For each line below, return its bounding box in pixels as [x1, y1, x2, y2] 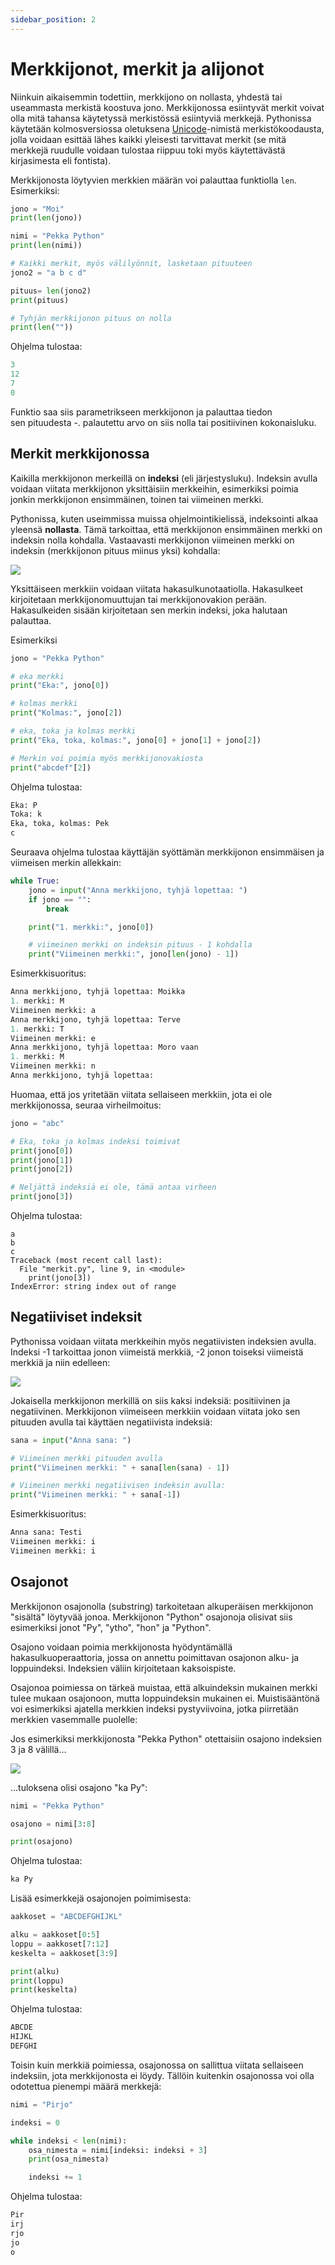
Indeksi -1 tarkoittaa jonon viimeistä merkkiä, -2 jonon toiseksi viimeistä [10, 1346, 304, 1358]
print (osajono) [10, 1837, 74, 1847]
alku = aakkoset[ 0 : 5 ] [10, 1930, 101, 1940]
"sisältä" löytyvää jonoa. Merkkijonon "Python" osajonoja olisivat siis [10, 1611, 293, 1623]
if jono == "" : [28, 894, 92, 905]
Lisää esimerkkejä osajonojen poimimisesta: [10, 1892, 192, 1905]
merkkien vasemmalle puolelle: [10, 1713, 138, 1725]
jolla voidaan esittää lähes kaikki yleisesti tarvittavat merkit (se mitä [10, 133, 287, 145]
